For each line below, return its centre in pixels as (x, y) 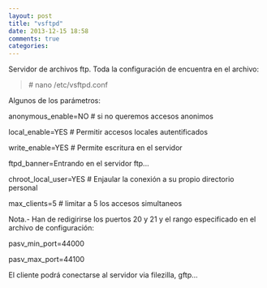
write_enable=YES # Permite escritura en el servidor (95, 148)
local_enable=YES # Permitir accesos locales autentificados (108, 132)
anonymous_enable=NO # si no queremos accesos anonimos (111, 116)
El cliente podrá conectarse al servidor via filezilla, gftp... (103, 275)
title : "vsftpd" (36, 24)
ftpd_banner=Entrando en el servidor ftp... (79, 164)
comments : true (34, 39)
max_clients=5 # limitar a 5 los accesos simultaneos (95, 204)
